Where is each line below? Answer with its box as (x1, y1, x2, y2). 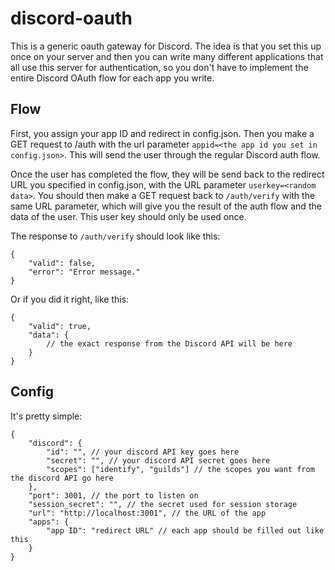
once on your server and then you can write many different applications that (10, 50, 324, 62)
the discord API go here (10, 473, 114, 483)
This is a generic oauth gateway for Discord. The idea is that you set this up (10, 40, 322, 52)
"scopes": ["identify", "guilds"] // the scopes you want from (46, 464, 315, 474)
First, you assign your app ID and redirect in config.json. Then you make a (10, 127, 315, 139)
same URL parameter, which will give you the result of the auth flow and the (10, 200, 322, 212)
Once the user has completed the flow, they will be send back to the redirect (10, 168, 325, 180)
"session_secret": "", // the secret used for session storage (28, 499, 298, 509)
